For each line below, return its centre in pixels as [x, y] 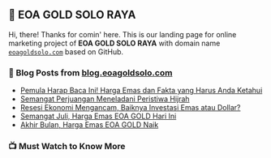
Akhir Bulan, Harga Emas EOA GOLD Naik [89, 125]
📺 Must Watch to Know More [67, 147]
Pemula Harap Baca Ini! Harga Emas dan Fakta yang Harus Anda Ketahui [141, 91]
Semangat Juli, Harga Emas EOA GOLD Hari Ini [98, 116]
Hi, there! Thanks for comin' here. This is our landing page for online [123, 34]
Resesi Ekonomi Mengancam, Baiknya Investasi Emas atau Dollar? [130, 108]
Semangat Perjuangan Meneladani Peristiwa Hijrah [105, 99]
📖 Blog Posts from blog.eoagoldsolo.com [90, 72]
